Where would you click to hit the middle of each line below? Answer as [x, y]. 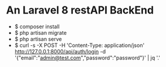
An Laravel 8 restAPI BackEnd [80, 10]
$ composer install [37, 26]
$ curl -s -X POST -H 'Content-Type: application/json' [79, 45]
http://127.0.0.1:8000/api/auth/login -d [60, 51]
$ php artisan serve [38, 39]
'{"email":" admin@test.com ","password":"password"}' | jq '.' [87, 58]
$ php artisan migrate [40, 32]
